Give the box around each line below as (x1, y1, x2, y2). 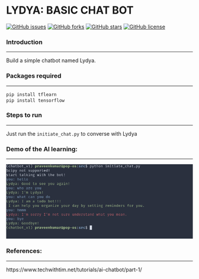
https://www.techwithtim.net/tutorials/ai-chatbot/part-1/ (6, 266, 142, 273)
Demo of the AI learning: (6, 145, 78, 153)
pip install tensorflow (6, 97, 65, 104)
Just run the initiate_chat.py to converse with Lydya (6, 130, 137, 137)
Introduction (6, 38, 43, 46)
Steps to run (6, 111, 43, 119)
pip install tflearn (6, 91, 57, 98)
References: (6, 247, 43, 255)
